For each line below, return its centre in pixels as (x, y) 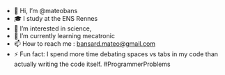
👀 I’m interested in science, (53, 28)
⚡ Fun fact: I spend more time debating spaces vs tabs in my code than (116, 54)
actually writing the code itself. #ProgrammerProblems (92, 64)
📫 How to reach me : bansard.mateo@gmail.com (84, 44)
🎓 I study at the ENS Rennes (56, 18)
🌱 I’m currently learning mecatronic (64, 36)
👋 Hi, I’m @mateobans (46, 11)
